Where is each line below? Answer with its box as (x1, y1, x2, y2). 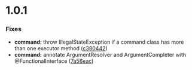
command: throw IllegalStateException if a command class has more (14, 38, 184, 45)
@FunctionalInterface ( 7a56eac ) (14, 57, 94, 65)
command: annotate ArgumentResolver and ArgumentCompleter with (14, 51, 187, 59)
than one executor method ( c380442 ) (14, 45, 108, 52)
